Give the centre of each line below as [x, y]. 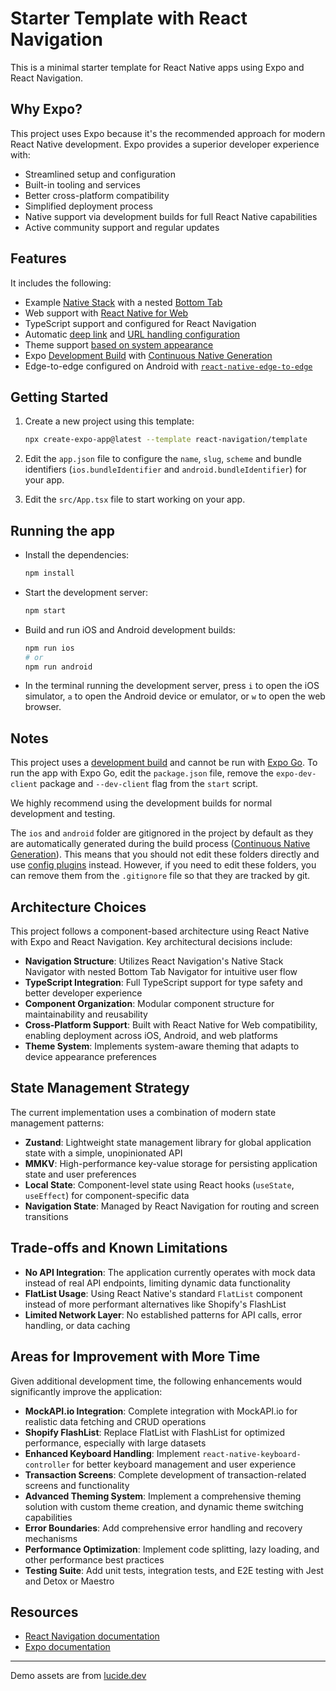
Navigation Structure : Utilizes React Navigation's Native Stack [154, 961]
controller [47, 1465]
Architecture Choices [78, 907]
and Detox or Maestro [69, 1581]
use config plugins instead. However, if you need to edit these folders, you [163, 865]
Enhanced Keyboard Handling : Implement [112, 1453]
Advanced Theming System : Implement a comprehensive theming [163, 1496]
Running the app [62, 530]
